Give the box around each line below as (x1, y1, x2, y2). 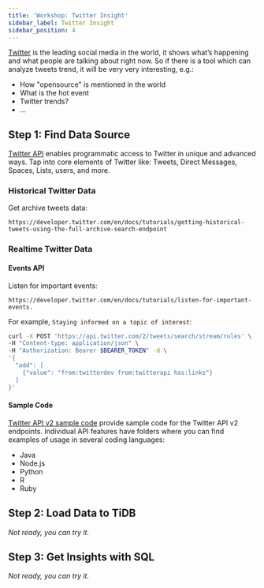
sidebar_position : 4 (8, 26, 76, 34)
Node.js (19, 459, 46, 468)
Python (19, 466, 43, 476)
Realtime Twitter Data (8, 244, 93, 255)
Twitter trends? (19, 96, 69, 107)
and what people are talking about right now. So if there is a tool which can (8, 56, 251, 66)
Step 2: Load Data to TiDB (8, 507, 136, 520)
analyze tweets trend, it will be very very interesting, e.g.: (8, 65, 195, 74)
